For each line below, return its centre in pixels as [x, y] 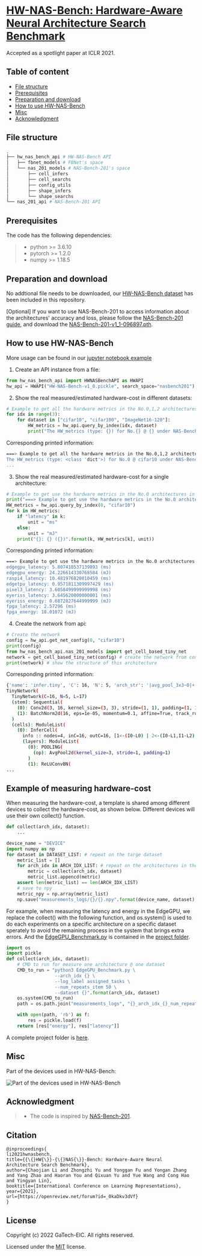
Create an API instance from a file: [57, 370]
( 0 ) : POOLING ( [45, 747]
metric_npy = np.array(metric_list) [63, 894]
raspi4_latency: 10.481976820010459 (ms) [59, 578]
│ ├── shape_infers [38, 191]
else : [24, 528]
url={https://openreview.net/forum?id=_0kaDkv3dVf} [72, 1197]
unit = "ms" [43, 522]
